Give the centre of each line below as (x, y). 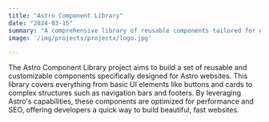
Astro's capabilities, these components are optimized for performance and (131, 101)
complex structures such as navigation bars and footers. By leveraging (125, 93)
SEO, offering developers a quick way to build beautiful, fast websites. (124, 110)
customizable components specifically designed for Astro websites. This (128, 76)
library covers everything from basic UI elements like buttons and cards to (130, 85)
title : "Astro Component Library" (66, 16)
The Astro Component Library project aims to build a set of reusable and (128, 68)
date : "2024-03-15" (41, 23)
